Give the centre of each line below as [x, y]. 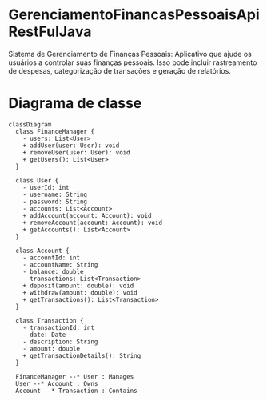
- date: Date [44, 335]
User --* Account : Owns [57, 383]
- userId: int [46, 187]
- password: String [55, 202]
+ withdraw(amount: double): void [80, 293]
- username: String [55, 194]
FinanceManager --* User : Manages [75, 377]
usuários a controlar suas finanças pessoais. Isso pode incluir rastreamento [133, 62]
